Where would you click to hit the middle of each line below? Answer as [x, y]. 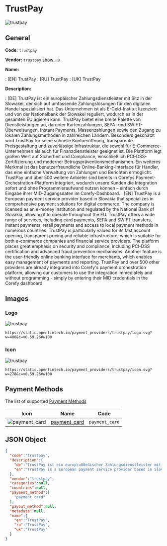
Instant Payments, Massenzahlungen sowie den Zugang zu [100, 130]
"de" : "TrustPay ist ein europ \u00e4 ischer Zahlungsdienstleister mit [88, 465]
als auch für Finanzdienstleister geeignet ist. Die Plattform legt [98, 151]
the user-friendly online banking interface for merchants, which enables [79, 257]
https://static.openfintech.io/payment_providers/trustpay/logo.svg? [79, 333]
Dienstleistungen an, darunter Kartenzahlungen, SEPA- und [66, 124]
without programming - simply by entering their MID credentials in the [77, 278]
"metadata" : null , [28, 511]
